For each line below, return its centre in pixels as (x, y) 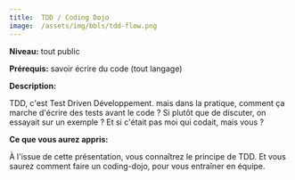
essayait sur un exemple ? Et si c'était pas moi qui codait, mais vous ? (137, 122)
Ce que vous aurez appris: (59, 139)
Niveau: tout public (45, 51)
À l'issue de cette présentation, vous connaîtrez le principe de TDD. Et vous (148, 156)
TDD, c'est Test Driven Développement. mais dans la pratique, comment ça (147, 102)
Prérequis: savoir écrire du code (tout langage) (96, 69)
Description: (33, 86)
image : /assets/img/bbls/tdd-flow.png (83, 26)
